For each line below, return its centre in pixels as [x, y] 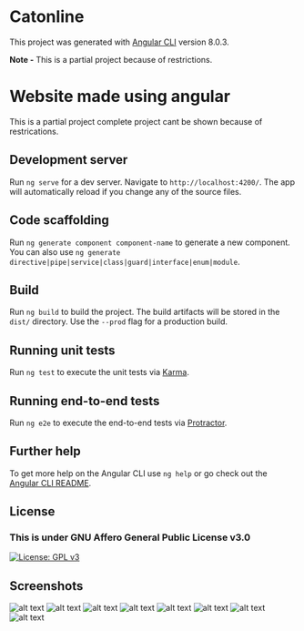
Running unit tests [62, 350]
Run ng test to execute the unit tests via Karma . [99, 372]
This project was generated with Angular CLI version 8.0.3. [119, 42]
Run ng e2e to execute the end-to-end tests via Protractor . [118, 422]
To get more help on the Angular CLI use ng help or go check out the [138, 473]
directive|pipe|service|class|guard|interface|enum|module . [125, 261]
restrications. [34, 131]
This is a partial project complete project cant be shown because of [136, 121]
